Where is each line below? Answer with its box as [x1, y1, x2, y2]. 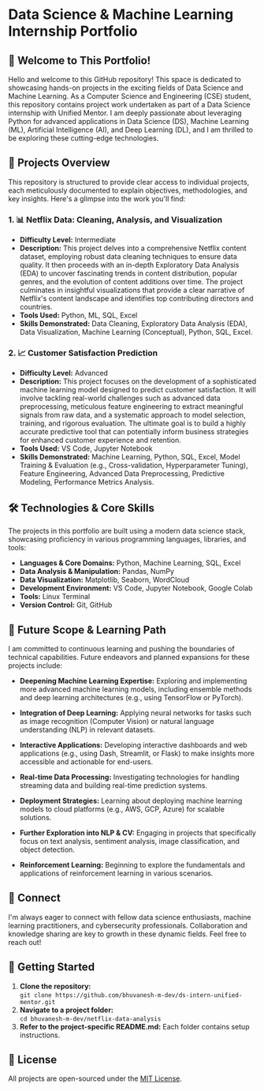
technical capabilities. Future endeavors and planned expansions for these [8, 653, 251, 662]
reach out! [8, 937, 42, 947]
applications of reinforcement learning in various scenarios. [19, 868, 214, 878]
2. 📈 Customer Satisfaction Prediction [8, 347, 158, 358]
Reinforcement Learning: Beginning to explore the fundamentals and [19, 860, 246, 870]
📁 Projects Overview [8, 156, 110, 170]
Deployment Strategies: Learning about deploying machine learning [19, 796, 243, 806]
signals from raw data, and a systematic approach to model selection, [19, 411, 246, 420]
